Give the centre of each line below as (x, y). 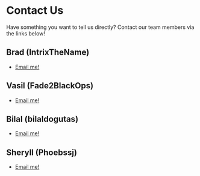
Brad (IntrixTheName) (48, 53)
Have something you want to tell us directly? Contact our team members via (100, 27)
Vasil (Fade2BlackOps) (50, 86)
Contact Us (35, 11)
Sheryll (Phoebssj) (42, 152)
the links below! (26, 33)
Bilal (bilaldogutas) (42, 119)
